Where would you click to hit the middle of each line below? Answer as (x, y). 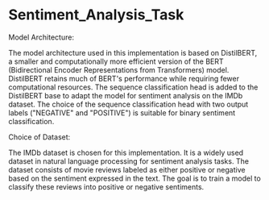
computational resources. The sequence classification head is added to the (133, 87)
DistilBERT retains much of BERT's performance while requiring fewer (124, 78)
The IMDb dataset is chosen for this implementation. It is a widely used (126, 152)
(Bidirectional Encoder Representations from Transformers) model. (119, 69)
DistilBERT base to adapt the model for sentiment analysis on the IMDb (126, 95)
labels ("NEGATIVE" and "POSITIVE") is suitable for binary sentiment (122, 112)
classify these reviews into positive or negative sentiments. (106, 186)
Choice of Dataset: (39, 137)
